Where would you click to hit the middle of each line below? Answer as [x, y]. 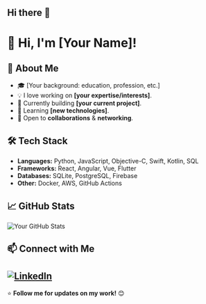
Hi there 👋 [29, 13]
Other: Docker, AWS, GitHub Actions [70, 183]
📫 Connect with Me [51, 249]
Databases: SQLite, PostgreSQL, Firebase [77, 176]
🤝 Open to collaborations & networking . [75, 118]
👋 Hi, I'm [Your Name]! [72, 43]
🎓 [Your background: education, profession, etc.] [89, 86]
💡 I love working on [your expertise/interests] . [85, 95]
